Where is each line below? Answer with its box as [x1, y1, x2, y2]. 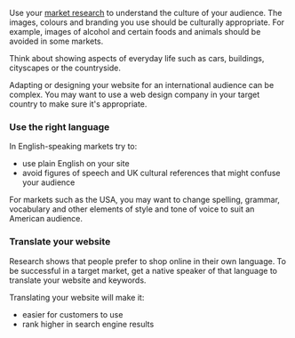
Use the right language [9, 120, 110, 133]
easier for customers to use [21, 309, 124, 319]
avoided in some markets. [9, 36, 104, 46]
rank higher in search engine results [21, 318, 155, 329]
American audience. [9, 213, 83, 224]
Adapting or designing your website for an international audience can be [9, 80, 275, 90]
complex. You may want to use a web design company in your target [9, 89, 260, 100]
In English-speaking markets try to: [9, 141, 138, 152]
